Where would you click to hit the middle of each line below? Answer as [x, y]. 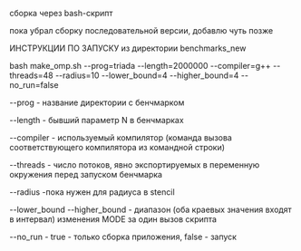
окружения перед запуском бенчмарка [86, 174]
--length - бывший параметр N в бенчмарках [97, 120]
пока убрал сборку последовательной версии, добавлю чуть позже [141, 30]
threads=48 [31, 75]
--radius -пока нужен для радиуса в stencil [92, 192]
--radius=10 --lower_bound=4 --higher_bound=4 [147, 75]
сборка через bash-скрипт [61, 13]
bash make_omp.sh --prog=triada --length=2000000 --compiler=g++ [141, 66]
